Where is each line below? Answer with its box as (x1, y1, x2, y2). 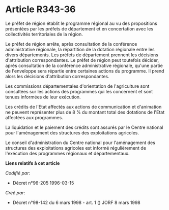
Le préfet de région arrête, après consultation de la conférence (5, 41, 137, 47)
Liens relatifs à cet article (5, 160, 60, 166)
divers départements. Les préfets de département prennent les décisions (5, 52, 159, 58)
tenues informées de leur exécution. (5, 94, 81, 100)
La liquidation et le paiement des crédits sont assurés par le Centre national (5, 124, 163, 130)
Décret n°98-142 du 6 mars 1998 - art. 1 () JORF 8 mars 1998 (12, 199, 141, 205)
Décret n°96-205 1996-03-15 (12, 180, 74, 186)
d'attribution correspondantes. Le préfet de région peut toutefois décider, (5, 57, 159, 63)
